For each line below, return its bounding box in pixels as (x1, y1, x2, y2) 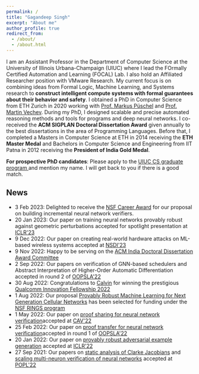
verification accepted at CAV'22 (14, 317, 92, 324)
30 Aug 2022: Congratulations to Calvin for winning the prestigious (14, 279, 179, 286)
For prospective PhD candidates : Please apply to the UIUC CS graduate (6, 158, 184, 165)
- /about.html (11, 42, 46, 48)
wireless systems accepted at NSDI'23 (31, 241, 127, 248)
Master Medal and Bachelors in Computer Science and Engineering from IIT (6, 140, 192, 147)
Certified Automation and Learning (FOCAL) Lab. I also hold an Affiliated (6, 71, 183, 78)
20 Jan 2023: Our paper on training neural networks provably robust (14, 216, 183, 223)
